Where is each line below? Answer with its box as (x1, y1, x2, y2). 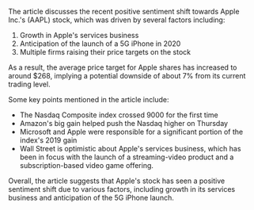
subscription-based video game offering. (19, 161, 154, 170)
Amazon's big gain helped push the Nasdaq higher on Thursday (19, 119, 228, 128)
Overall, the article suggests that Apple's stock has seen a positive (8, 176, 226, 185)
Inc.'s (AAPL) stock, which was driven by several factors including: (8, 15, 226, 25)
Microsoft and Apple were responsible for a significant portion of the (19, 127, 244, 136)
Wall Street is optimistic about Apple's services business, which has (19, 144, 241, 153)
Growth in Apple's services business (19, 31, 139, 40)
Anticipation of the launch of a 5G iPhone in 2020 (19, 39, 181, 48)
